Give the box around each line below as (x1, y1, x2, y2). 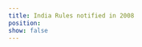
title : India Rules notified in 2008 (8, 11, 135, 20)
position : (8, 19, 42, 27)
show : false (8, 26, 48, 34)
